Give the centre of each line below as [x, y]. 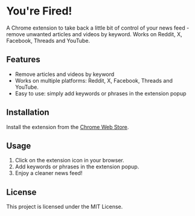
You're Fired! [39, 11]
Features [23, 59]
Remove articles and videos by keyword [65, 74]
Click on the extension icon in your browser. [70, 160]
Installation [28, 113]
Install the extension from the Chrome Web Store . [68, 127]
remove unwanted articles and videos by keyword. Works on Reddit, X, [94, 34]
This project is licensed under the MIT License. [65, 207]
